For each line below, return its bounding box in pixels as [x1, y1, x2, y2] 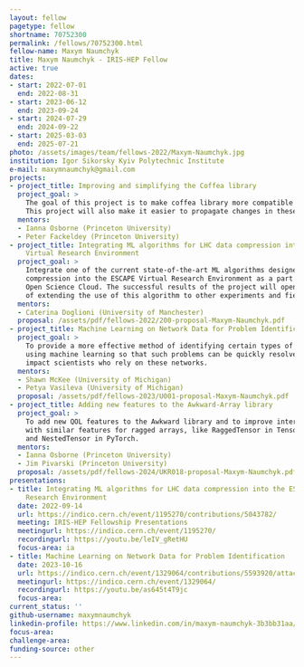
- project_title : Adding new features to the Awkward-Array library [9, 400, 273, 410]
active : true [9, 64, 59, 73]
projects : [9, 173, 47, 182]
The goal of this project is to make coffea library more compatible [25, 198, 294, 208]
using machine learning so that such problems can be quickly [25, 349, 265, 358]
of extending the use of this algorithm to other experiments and [25, 291, 281, 300]
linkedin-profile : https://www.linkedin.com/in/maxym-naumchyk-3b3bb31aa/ [9, 619, 298, 628]
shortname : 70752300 [9, 30, 88, 39]
